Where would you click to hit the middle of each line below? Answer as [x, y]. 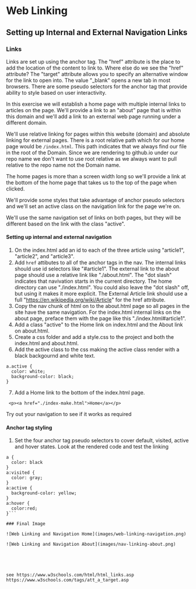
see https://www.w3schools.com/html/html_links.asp [70, 575]
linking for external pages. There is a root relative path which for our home [95, 140]
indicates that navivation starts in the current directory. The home [93, 281]
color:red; [24, 509]
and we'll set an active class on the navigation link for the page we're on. [93, 206]
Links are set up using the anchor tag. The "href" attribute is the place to [93, 61]
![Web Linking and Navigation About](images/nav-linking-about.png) [91, 545]
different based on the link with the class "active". [66, 224]
